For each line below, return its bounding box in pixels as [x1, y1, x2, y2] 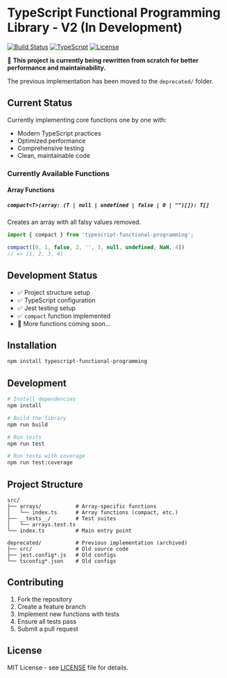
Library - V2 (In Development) [7, 19, 183, 35]
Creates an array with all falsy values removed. [7, 218, 141, 227]
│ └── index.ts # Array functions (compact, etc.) [7, 509, 178, 516]
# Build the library [7, 414, 67, 421]
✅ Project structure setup [17, 288, 90, 296]
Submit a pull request [17, 624, 78, 633]
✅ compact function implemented [17, 312, 111, 320]
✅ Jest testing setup [17, 304, 76, 312]
